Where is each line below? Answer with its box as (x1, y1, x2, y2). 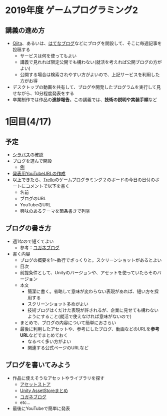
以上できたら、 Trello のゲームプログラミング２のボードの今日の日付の (12, 177, 155, 183)
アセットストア (19, 381, 51, 387)
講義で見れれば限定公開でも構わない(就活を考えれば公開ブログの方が (19, 59, 162, 65)
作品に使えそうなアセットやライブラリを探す (12, 375, 105, 381)
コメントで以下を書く (25, 183, 70, 189)
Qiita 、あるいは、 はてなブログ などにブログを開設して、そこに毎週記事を (12, 41, 162, 46)
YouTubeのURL (19, 202, 51, 208)
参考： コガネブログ (19, 244, 60, 250)
